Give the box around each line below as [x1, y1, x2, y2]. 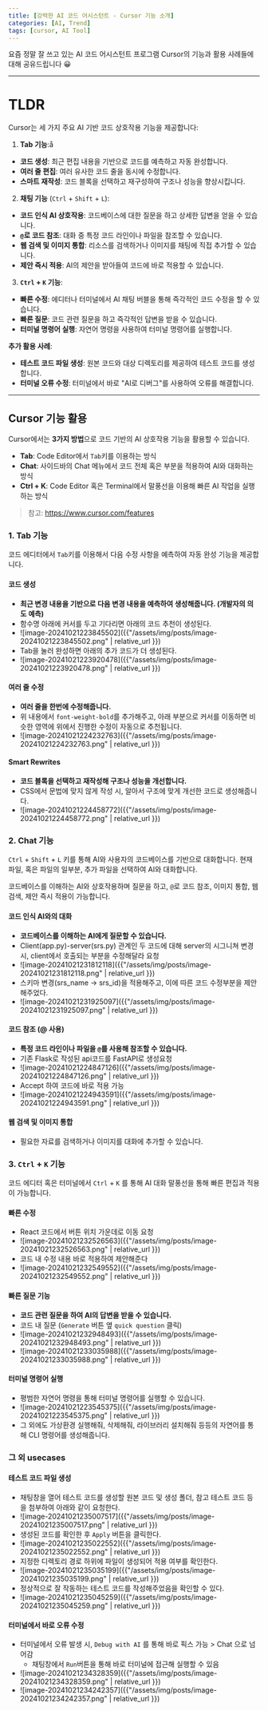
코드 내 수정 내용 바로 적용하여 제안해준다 [19, 1254, 148, 1264]
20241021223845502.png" [19, 636, 109, 645]
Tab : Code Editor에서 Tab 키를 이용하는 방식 [19, 451, 157, 461]
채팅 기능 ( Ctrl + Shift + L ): [19, 193, 110, 204]
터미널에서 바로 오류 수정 [8, 1620, 85, 1630]
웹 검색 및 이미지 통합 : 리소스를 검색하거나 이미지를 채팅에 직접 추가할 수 [19, 240, 242, 250]
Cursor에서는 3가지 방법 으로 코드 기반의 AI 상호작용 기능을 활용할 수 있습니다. [8, 435, 250, 444]
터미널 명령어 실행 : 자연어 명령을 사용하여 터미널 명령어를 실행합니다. [19, 324, 233, 334]
